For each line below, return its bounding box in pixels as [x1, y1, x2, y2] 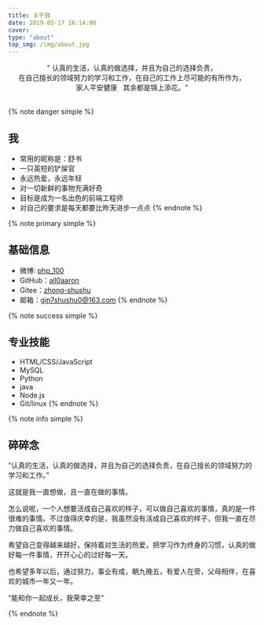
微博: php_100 [19, 265, 64, 275]
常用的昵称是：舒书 [19, 154, 82, 163]
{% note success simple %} [8, 311, 98, 320]
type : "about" [8, 33, 55, 42]
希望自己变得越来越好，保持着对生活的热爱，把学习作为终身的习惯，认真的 [8, 540, 249, 550]
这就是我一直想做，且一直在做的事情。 [8, 488, 132, 497]
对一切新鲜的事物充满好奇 [19, 183, 103, 192]
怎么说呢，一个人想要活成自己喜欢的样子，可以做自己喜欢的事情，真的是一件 [8, 504, 256, 514]
